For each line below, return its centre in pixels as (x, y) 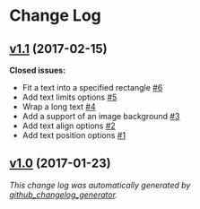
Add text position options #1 (74, 135)
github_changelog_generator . (64, 195)
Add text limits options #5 (70, 97)
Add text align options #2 (69, 126)
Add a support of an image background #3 (101, 116)
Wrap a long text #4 (59, 107)
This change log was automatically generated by (100, 185)
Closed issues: (38, 70)
